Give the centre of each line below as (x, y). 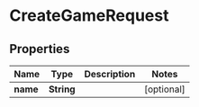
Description (110, 74)
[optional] (165, 89)
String (62, 89)
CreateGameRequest (89, 16)
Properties (40, 49)
